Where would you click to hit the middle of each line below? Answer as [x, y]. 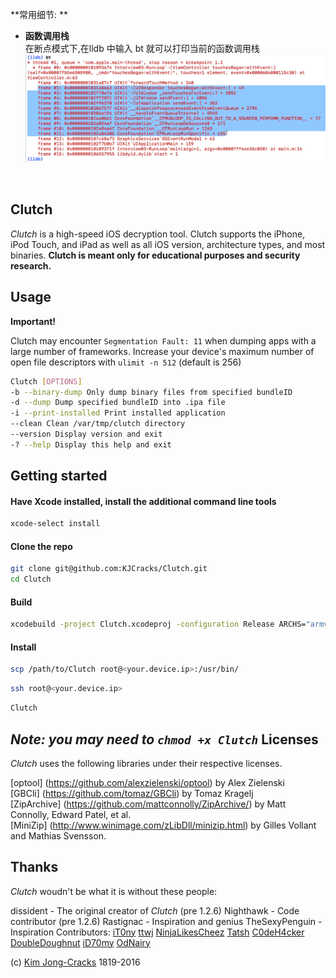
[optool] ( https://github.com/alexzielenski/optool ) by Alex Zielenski [147, 782]
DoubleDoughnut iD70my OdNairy [80, 942]
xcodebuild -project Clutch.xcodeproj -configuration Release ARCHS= [158, 624]
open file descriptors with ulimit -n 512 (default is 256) [126, 362]
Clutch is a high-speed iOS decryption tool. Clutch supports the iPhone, [158, 234]
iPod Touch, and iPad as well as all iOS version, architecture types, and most [168, 244]
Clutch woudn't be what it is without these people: [114, 891]
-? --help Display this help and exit [91, 444]
